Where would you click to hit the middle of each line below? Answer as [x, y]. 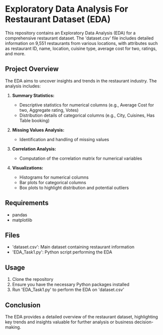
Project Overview [32, 69]
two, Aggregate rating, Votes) [49, 110]
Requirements [27, 203]
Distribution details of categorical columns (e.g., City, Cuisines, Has [87, 115]
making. [13, 327]
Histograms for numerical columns [54, 177]
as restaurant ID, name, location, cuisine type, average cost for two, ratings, [81, 48]
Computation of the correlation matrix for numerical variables [81, 158]
